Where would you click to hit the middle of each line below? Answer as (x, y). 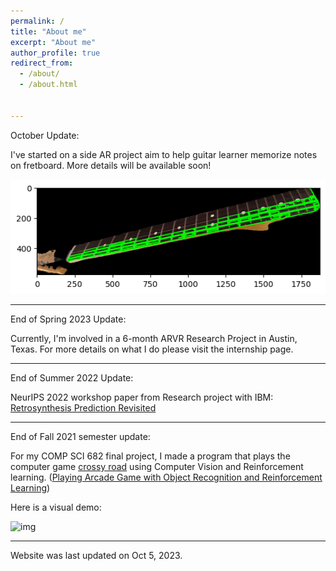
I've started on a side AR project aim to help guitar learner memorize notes (164, 154)
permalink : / (37, 21)
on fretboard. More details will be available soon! (111, 165)
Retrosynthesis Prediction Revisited (83, 408)
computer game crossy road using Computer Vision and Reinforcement (157, 467)
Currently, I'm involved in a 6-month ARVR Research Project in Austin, (154, 339)
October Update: (45, 135)
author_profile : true (55, 53)
